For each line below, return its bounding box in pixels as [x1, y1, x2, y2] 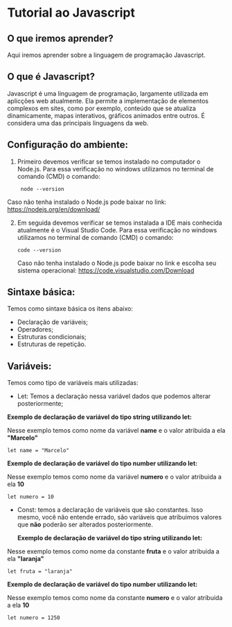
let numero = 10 [7, 494, 54, 501]
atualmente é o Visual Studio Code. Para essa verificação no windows [17, 225, 217, 234]
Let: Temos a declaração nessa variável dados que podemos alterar [17, 392, 211, 400]
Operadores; [17, 325, 54, 334]
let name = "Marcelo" [7, 447, 70, 454]
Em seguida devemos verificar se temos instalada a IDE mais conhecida [17, 218, 223, 227]
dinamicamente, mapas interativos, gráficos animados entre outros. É [7, 111, 206, 119]
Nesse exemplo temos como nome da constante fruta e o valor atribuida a [7, 547, 220, 556]
